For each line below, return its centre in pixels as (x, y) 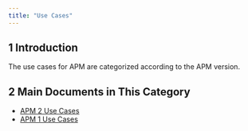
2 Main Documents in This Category (99, 92)
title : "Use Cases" (41, 15)
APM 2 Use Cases (49, 111)
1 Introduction (43, 48)
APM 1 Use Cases (49, 119)
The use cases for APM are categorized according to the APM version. (124, 67)
